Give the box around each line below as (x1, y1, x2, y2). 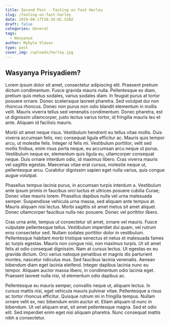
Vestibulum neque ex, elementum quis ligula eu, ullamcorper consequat (5, 151, 154, 157)
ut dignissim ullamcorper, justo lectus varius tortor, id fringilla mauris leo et (5, 114, 161, 120)
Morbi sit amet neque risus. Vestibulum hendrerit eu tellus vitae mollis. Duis (5, 130, 162, 136)
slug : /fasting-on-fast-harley (5, 12, 71, 17)
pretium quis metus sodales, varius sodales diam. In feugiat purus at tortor (5, 93, 160, 99)
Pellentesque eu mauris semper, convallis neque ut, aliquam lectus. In (5, 282, 151, 289)
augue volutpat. (5, 173, 38, 179)
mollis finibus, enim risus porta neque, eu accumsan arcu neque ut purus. (5, 145, 159, 152)
